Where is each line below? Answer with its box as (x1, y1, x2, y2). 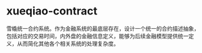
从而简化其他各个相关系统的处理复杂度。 (17, 40, 119, 47)
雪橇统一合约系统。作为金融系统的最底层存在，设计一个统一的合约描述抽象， (6, 25, 200, 32)
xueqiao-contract (6, 4, 98, 18)
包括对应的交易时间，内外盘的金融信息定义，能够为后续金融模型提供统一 (6, 32, 189, 40)
